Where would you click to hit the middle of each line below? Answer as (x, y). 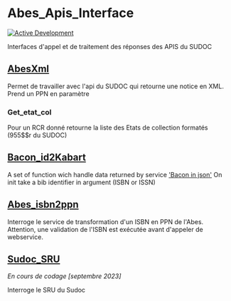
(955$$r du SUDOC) (37, 135)
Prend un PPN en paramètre (49, 93)
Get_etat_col (29, 112)
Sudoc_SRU (34, 259)
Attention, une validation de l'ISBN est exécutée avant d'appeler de (106, 229)
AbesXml (28, 69)
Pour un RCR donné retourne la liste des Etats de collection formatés (108, 128)
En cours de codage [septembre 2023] (64, 276)
